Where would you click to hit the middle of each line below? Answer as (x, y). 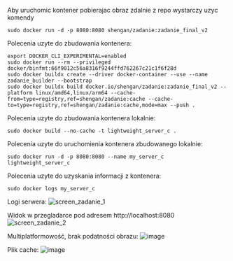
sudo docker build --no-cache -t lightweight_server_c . (92, 131)
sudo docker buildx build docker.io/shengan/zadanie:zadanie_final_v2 (112, 87)
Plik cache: (23, 250)
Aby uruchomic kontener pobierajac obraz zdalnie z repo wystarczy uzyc (113, 10)
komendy (21, 17)
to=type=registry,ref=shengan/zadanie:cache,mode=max (87, 105)
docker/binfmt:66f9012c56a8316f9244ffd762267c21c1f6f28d (92, 69)
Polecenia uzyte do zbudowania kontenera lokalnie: (82, 118)
